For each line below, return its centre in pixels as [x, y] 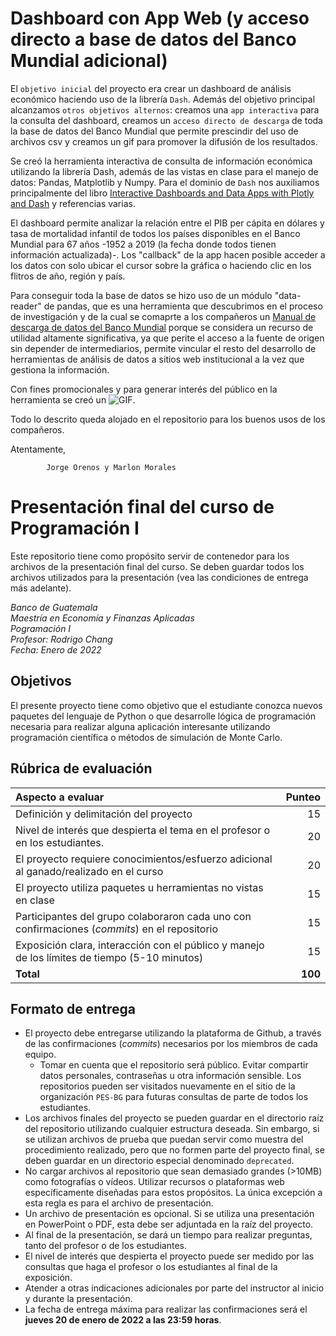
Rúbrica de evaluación [81, 768]
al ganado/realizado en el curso [89, 871]
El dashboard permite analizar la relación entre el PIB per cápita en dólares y [167, 223]
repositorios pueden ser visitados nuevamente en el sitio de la [167, 1086]
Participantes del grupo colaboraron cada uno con [133, 916]
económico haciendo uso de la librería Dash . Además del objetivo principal [163, 99]
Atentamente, [38, 449]
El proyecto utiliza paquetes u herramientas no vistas [139, 887]
